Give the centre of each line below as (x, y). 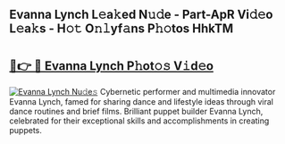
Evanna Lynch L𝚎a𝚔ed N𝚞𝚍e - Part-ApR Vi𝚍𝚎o (141, 15)
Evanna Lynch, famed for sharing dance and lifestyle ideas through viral (142, 102)
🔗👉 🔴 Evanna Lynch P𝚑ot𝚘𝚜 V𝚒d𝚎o (112, 66)
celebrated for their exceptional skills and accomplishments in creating (139, 121)
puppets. (26, 130)
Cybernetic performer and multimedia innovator (188, 92)
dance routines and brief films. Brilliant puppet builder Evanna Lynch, (136, 111)
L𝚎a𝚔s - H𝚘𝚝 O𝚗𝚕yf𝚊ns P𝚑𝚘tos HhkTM (122, 29)
